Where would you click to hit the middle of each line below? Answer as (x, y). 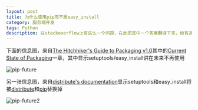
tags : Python (22, 28)
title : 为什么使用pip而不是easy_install (53, 17)
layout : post (22, 11)
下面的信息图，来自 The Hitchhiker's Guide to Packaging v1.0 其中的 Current (96, 51)
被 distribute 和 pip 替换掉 (34, 89)
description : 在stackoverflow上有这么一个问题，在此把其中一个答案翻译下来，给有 (98, 33)
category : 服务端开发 (30, 22)
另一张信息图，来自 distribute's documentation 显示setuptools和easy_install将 (99, 82)
